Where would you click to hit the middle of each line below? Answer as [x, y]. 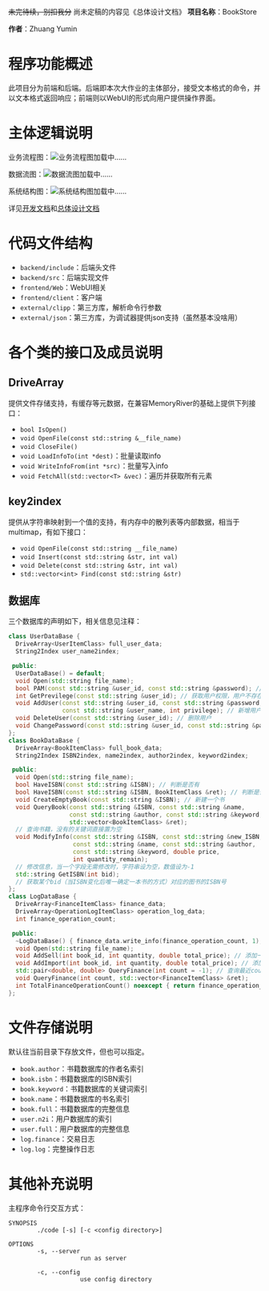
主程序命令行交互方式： [47, 1208]
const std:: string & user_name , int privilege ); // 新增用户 [162, 711]
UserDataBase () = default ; [60, 673]
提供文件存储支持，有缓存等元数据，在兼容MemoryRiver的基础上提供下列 [129, 403]
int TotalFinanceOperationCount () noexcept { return [105, 985]
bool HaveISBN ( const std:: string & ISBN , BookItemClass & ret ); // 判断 [134, 792]
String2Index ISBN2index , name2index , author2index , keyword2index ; [132, 755]
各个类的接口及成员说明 [86, 353]
